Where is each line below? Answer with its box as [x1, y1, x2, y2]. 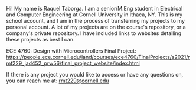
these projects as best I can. [6, 36, 75, 43]
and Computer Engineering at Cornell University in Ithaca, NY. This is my [6, 11, 183, 18]
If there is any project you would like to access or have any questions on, [6, 71, 184, 78]
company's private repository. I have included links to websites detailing [6, 30, 182, 37]
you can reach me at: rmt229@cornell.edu [6, 77, 109, 84]
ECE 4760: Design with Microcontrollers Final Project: [6, 47, 137, 54]
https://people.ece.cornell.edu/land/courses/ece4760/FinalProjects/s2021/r [6, 54, 190, 60]
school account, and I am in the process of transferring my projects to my [6, 18, 185, 24]
